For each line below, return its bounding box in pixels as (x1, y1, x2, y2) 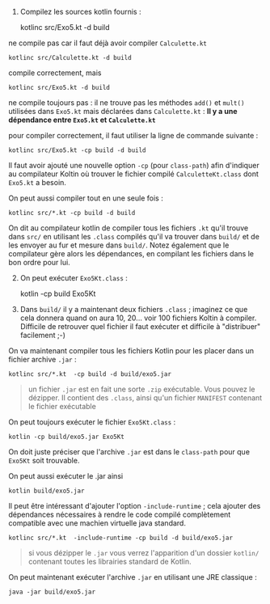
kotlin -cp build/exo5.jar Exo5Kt (8, 433, 125, 441)
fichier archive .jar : (8, 355, 77, 364)
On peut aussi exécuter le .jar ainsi (8, 471, 124, 480)
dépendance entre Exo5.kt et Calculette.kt (8, 115, 156, 125)
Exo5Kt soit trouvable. (8, 456, 80, 465)
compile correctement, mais (8, 68, 102, 78)
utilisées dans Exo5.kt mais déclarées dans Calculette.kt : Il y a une (8, 107, 238, 116)
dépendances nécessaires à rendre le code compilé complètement (8, 509, 231, 519)
